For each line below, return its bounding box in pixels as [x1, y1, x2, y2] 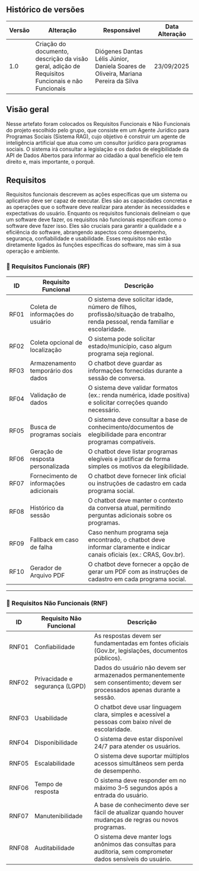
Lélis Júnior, [95, 55, 129, 63]
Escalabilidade [34, 759, 75, 768]
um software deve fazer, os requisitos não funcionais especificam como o [6, 216, 187, 223]
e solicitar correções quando [88, 398, 168, 406]
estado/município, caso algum [88, 342, 172, 350]
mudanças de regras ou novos [94, 816, 179, 824]
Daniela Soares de [95, 62, 146, 70]
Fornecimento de [30, 472, 78, 480]
